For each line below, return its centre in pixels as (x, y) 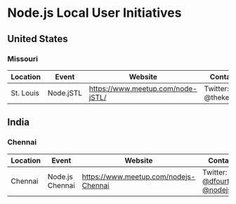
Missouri (23, 59)
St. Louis (25, 93)
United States (38, 39)
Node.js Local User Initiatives (94, 13)
